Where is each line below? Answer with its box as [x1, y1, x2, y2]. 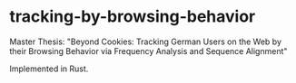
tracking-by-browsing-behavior [9, 6, 256, 27]
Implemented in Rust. [9, 63, 89, 74]
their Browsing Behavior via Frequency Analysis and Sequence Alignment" [9, 45, 288, 56]
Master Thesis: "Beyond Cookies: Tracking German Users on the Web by [9, 36, 282, 47]
